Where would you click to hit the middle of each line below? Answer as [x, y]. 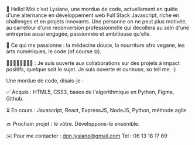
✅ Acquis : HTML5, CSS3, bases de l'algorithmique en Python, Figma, [90, 92]
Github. [15, 99]
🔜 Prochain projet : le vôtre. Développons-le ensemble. [73, 124]
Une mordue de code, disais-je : [45, 81]
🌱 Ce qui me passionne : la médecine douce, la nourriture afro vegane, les [95, 45]
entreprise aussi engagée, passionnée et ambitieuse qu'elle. [78, 34]
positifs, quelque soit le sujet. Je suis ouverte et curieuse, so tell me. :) [91, 69]
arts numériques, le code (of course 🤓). [54, 51]
